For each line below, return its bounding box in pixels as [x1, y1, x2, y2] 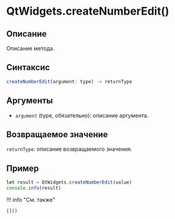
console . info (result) [6, 185, 62, 191]
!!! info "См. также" [6, 196, 55, 203]
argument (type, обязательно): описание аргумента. [15, 112, 149, 119]
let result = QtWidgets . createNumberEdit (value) [6, 179, 132, 185]
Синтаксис [6, 62, 50, 73]
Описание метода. [6, 45, 55, 52]
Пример [6, 163, 39, 173]
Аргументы [6, 96, 53, 106]
